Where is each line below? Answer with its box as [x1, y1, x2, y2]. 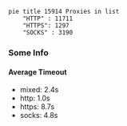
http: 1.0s [19, 93, 50, 104]
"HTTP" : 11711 [22, 14, 73, 22]
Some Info [8, 47, 50, 58]
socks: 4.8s [19, 111, 58, 120]
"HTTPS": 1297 [22, 22, 69, 30]
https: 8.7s [19, 102, 55, 112]
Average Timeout [8, 67, 67, 76]
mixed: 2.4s [19, 85, 59, 95]
